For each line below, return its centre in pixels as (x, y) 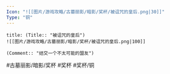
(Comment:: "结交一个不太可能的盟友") (50, 53)
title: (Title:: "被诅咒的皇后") (46, 35)
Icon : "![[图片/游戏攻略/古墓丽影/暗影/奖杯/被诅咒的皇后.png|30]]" (86, 12)
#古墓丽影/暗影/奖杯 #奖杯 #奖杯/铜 (50, 65)
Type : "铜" (20, 17)
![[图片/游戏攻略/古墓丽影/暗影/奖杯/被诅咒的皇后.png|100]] (76, 42)
